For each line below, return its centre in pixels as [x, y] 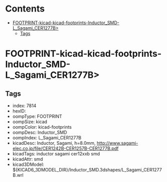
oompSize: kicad [30, 122]
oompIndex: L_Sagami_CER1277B [47, 138]
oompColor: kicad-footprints [42, 127]
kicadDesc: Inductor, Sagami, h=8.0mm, [54, 143]
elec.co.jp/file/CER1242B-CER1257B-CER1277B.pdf [66, 148]
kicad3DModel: [28, 164]
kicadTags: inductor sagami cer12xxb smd [56, 153]
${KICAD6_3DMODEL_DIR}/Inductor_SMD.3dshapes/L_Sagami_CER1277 [87, 169]
